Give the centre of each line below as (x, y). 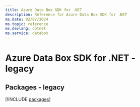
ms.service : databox (27, 33)
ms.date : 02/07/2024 (27, 19)
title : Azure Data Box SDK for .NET (44, 10)
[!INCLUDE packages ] (28, 99)
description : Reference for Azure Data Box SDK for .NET (66, 15)
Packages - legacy (35, 87)
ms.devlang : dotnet (26, 29)
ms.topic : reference (27, 24)
